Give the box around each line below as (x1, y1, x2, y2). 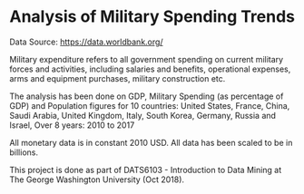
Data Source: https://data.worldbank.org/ (9, 36, 163, 47)
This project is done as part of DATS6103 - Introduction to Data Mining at (9, 164, 282, 175)
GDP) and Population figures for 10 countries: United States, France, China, (9, 100, 290, 111)
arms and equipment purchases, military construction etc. (9, 73, 226, 83)
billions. (9, 147, 39, 158)
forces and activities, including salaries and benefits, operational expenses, (9, 63, 291, 74)
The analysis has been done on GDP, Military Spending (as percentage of (9, 91, 284, 102)
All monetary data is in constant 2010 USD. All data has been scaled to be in (9, 137, 293, 148)
